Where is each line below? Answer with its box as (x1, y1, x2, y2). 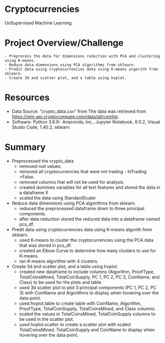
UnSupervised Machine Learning (4, 20, 72, 26)
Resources (4, 92, 50, 103)
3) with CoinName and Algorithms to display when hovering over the (19, 289, 159, 296)
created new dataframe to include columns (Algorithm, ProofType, (19, 269, 155, 274)
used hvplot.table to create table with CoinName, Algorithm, (19, 300, 142, 306)
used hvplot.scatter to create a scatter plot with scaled (19, 321, 131, 327)
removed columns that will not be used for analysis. (19, 179, 125, 185)
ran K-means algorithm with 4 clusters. (19, 258, 99, 264)
